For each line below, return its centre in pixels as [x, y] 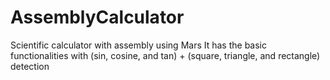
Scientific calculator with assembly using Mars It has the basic [139, 45]
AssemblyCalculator [97, 17]
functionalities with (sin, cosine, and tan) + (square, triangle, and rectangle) [165, 55]
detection [30, 66]
